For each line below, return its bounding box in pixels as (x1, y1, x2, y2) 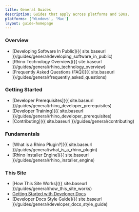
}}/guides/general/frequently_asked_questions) (12, 74, 107, 80)
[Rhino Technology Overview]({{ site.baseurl (12, 58, 102, 64)
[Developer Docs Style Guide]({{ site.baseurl (12, 196, 102, 202)
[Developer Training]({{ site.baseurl (12, 108, 84, 114)
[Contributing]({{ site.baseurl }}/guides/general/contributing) (12, 118, 135, 124)
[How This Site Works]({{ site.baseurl (12, 181, 87, 187)
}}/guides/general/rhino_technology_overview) (12, 64, 106, 70)
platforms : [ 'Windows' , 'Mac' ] (5, 16, 69, 21)
